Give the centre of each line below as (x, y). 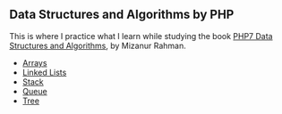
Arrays (34, 62)
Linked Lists (44, 72)
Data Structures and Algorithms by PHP (122, 15)
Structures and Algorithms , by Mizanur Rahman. (98, 45)
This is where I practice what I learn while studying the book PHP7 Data (141, 36)
